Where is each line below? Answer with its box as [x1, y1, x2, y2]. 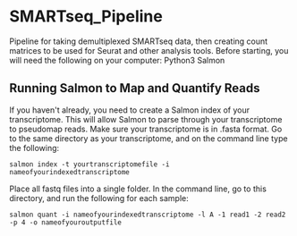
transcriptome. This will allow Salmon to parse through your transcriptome [9, 114, 283, 124]
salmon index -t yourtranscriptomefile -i [9, 159, 170, 169]
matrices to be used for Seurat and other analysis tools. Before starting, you [9, 45, 289, 55]
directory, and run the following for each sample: [9, 192, 190, 203]
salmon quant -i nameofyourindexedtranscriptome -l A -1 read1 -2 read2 [9, 210, 286, 219]
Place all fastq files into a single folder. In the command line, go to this [9, 183, 267, 194]
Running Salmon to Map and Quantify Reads [9, 80, 260, 96]
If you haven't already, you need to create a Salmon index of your [9, 105, 250, 115]
